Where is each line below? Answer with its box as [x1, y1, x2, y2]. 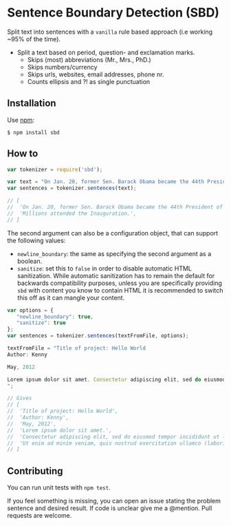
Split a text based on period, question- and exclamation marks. [16, 48, 195, 56]
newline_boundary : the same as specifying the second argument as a [16, 249, 212, 257]
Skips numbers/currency [27, 63, 98, 71]
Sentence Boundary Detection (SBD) [7, 5, 220, 21]
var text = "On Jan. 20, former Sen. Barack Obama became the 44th [7, 178, 205, 185]
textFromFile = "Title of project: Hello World [7, 345, 146, 352]
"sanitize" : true [16, 319, 67, 326]
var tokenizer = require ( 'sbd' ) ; [7, 166, 103, 173]
